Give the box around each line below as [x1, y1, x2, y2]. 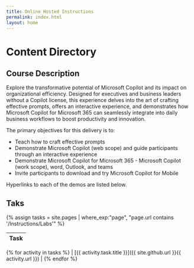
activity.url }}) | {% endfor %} [6, 255, 78, 263]
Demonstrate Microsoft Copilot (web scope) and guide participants [14, 145, 179, 152]
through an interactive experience [14, 151, 98, 158]
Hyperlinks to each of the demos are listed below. [6, 181, 127, 188]
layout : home [6, 19, 38, 25]
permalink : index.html [6, 14, 62, 20]
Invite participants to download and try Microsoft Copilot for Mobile [14, 169, 179, 177]
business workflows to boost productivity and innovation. [6, 116, 146, 123]
